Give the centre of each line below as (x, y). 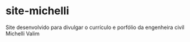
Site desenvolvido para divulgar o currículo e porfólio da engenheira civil (95, 27)
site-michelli (37, 11)
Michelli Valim (23, 33)
